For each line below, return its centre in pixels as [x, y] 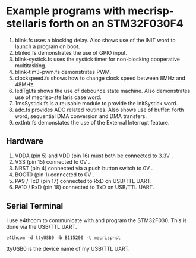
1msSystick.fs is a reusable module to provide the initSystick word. [96, 103]
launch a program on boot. [47, 46]
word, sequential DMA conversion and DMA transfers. [81, 116]
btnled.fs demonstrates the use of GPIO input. [71, 52]
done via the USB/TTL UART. [42, 226]
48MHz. [25, 84]
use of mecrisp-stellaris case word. [58, 97]
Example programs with [66, 11]
